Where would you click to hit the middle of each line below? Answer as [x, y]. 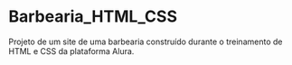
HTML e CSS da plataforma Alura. [71, 51]
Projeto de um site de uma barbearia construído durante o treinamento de [146, 42]
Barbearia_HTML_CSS [93, 17]
